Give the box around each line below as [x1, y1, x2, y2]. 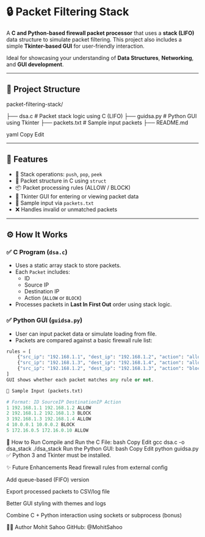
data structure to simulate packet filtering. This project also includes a [6, 36, 182, 43]
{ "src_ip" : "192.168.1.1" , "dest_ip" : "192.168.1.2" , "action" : [17, 354, 184, 360]
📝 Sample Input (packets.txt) [6, 388, 84, 394]
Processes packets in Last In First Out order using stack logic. [15, 301, 172, 308]
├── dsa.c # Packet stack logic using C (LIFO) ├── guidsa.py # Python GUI [6, 112, 197, 119]
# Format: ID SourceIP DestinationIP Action [6, 399, 121, 405]
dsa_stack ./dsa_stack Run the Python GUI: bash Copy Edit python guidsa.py [6, 445, 199, 452]
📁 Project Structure [6, 84, 81, 95]
